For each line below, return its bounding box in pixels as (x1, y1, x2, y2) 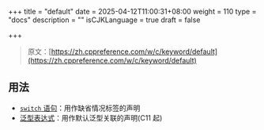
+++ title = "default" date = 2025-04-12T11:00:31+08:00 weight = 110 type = (8, 7, 257, 16)
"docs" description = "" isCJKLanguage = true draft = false (8, 15, 201, 25)
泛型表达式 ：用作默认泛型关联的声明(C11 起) (19, 113, 163, 122)
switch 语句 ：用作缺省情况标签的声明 (19, 103, 141, 113)
